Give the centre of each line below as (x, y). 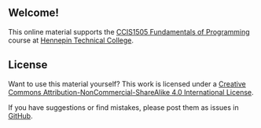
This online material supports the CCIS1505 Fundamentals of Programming (129, 31)
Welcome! (33, 13)
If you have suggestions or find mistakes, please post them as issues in (123, 107)
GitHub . (20, 115)
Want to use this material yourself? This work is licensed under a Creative (127, 84)
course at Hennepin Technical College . (71, 40)
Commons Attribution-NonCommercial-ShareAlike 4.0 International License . (131, 92)
